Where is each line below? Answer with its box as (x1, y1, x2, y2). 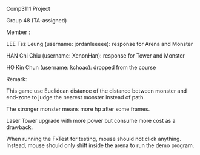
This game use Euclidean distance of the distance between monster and (6, 87, 187, 94)
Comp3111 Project (6, 5, 50, 12)
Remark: (6, 76, 27, 82)
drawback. (6, 124, 33, 131)
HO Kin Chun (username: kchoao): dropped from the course (6, 64, 156, 71)
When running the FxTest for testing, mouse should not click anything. (6, 136, 182, 142)
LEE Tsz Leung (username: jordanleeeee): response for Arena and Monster (6, 41, 193, 47)
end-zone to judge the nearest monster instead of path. (6, 94, 145, 101)
